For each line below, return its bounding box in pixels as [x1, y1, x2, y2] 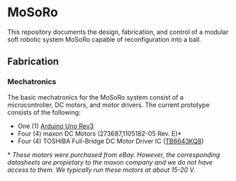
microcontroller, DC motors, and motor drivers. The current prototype [7, 100, 210, 109]
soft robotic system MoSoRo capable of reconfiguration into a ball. [7, 35, 202, 43]
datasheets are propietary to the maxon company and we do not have [7, 158, 213, 166]
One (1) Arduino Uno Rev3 [17, 122, 94, 130]
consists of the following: [7, 107, 81, 117]
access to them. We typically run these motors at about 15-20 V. [7, 165, 196, 174]
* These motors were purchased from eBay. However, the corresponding [7, 150, 220, 159]
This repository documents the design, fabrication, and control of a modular [7, 28, 229, 36]
